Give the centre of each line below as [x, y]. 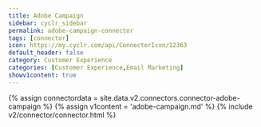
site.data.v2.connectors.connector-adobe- [170, 97]
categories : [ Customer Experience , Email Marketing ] [96, 68]
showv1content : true [43, 75]
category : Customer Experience [60, 61]
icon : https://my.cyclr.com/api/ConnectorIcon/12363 [98, 46]
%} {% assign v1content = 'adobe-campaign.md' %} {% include [148, 106]
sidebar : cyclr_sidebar [48, 23]
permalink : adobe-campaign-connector [71, 30]
